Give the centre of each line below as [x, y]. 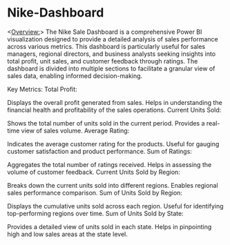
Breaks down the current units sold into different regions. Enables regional [113, 185]
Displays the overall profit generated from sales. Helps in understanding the [115, 102]
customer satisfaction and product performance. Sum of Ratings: [99, 151]
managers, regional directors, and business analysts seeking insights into [112, 54]
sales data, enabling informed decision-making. [75, 76]
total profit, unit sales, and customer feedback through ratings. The [103, 61]
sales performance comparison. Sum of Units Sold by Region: [95, 193]
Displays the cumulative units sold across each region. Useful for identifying [115, 206]
